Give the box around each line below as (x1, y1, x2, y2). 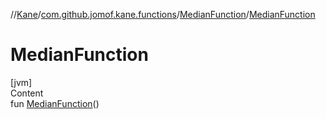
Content (10, 87, 44, 99)
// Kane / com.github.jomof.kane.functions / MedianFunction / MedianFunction (10, 9, 316, 20)
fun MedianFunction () (10, 97, 100, 109)
